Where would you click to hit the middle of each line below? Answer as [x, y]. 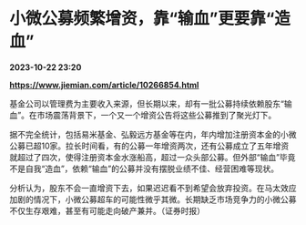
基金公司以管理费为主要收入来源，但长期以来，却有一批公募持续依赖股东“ [147, 103]
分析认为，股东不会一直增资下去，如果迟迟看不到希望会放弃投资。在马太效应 [153, 188]
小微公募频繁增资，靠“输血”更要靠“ [142, 19]
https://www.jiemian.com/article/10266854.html [104, 85]
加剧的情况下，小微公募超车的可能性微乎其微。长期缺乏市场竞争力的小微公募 [153, 199]
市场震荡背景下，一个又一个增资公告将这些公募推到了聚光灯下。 [157, 115]
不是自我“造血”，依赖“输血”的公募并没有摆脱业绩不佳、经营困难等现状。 [144, 169]
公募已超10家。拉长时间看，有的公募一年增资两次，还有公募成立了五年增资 [149, 146]
